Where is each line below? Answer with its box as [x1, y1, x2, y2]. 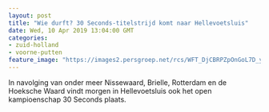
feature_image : [8, 56, 59, 64]
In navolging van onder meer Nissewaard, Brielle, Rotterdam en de [8, 77, 227, 87]
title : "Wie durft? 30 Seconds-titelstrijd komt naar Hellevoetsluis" [8, 19, 249, 27]
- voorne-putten [8, 48, 62, 56]
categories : [8, 33, 48, 42]
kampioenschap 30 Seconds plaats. [8, 95, 126, 104]
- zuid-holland [8, 41, 59, 49]
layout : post [8, 11, 52, 20]
